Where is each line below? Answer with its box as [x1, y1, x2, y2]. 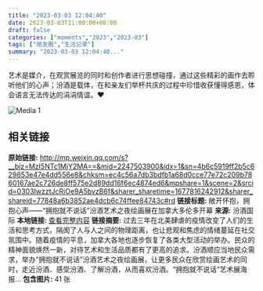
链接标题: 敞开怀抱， [177, 195, 243, 205]
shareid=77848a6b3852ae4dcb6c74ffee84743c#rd [8, 195, 176, 205]
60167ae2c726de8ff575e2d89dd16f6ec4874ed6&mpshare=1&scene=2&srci [8, 178, 254, 187]
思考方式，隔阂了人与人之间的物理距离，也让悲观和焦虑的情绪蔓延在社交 [21, 225, 255, 235]
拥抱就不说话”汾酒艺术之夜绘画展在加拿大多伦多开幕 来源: [45, 206, 231, 215]
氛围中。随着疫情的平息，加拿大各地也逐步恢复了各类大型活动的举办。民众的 [8, 235, 255, 244]
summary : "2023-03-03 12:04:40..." [8, 48, 124, 56]
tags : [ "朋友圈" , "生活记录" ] [8, 41, 95, 49]
